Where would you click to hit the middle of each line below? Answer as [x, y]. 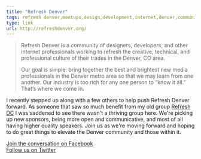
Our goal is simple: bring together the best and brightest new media [104, 70]
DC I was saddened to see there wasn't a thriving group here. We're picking [100, 113]
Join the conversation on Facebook [50, 143]
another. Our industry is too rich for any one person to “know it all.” [103, 82]
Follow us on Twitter [31, 150]
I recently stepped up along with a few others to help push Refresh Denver [98, 100]
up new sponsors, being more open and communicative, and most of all [95, 120]
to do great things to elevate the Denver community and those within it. [94, 132]
